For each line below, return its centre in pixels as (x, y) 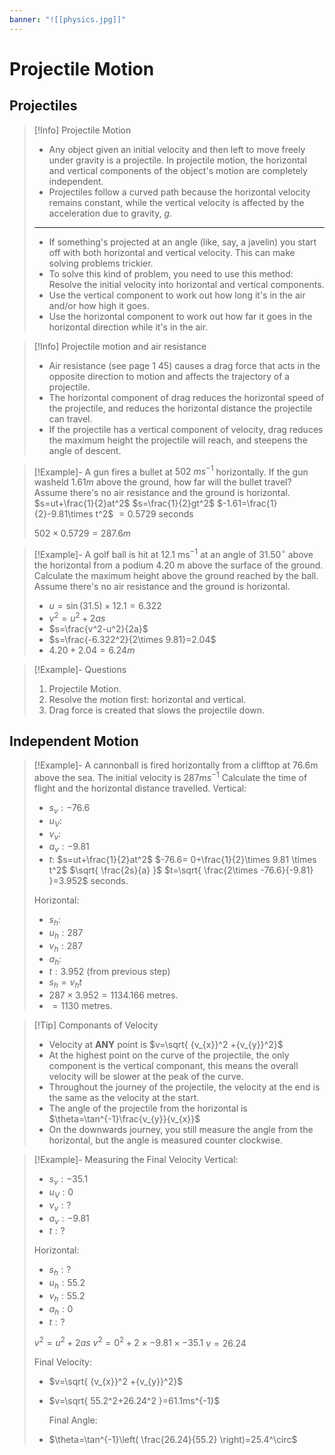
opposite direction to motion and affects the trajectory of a (169, 376)
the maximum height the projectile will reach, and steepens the (178, 440)
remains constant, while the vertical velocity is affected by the (176, 202)
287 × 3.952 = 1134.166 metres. (113, 995)
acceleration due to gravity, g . (110, 213)
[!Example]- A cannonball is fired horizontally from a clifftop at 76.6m (176, 765)
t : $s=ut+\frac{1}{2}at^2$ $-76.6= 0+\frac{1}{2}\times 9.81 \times (182, 860)
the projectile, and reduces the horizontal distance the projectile (180, 408)
